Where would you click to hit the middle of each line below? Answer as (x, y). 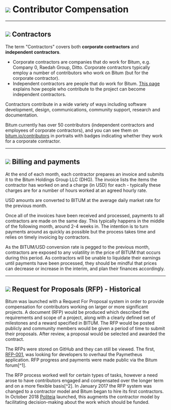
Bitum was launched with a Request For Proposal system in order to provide (85, 302)
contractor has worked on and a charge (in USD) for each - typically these (83, 185)
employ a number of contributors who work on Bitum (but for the (80, 73)
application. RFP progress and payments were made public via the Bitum (81, 360)
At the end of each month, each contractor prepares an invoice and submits (85, 174)
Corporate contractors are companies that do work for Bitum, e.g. (81, 62)
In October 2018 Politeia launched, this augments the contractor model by (82, 397)
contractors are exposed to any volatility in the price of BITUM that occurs (83, 252)
